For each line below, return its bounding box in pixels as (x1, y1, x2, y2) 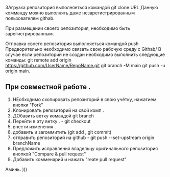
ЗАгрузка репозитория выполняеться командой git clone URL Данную (5, 5, 158, 10)
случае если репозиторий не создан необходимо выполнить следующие (5, 51, 165, 57)
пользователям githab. (5, 15, 55, 21)
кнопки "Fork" (12, 102, 43, 108)
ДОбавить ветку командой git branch (12, 112, 94, 119)
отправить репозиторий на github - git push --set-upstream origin (12, 134, 155, 141)
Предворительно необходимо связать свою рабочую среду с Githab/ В (5, 46, 162, 52)
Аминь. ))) (5, 166, 28, 172)
